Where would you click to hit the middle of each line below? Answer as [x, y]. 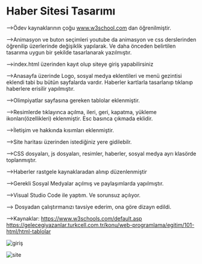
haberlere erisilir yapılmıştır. [41, 88]
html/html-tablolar [29, 231]
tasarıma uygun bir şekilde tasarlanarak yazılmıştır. [69, 52]
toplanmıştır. [22, 160]
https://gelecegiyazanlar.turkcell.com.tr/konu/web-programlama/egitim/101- [100, 225]
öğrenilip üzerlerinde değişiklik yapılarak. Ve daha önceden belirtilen [91, 46]
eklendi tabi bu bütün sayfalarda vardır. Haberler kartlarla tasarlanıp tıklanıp [99, 82]
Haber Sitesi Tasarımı [61, 11]
